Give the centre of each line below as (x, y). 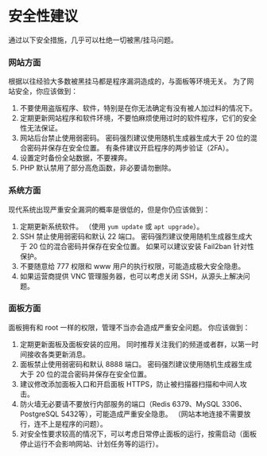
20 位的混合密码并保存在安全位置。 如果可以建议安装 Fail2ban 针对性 (141, 246)
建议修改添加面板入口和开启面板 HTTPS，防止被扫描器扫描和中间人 (130, 384)
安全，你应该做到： (46, 92)
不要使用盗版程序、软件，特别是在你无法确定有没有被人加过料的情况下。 (138, 108)
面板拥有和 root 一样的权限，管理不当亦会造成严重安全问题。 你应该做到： (129, 327)
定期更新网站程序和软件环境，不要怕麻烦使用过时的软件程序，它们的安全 (138, 118)
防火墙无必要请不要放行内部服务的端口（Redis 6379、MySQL (120, 403)
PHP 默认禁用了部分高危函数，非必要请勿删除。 (98, 168)
